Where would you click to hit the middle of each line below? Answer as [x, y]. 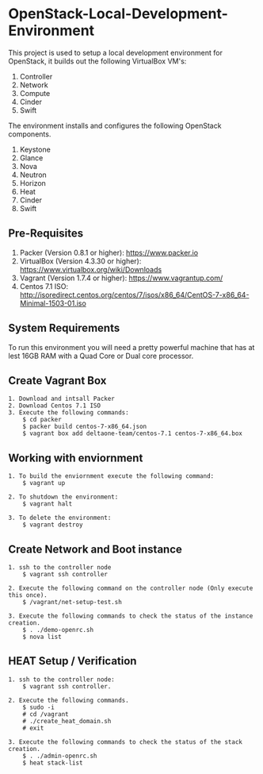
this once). [28, 595]
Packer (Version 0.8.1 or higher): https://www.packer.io [109, 252]
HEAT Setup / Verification [72, 661]
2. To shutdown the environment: [63, 497]
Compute [35, 93]
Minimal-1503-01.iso [53, 303]
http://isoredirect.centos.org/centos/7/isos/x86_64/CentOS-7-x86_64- [134, 295]
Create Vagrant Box [57, 381]
